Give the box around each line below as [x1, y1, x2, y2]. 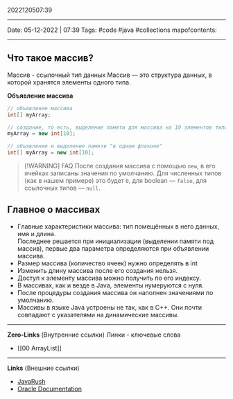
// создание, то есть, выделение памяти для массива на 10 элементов [7, 124, 213, 131]
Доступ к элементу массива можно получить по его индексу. [17, 274, 201, 282]
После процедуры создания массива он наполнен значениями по [17, 288, 214, 296]
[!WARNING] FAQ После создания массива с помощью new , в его [24, 162, 216, 170]
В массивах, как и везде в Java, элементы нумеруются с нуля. [17, 281, 205, 290]
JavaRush [17, 377, 46, 385]
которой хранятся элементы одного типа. [7, 78, 131, 86]
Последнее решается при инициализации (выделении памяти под [17, 237, 214, 245]
